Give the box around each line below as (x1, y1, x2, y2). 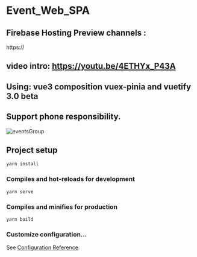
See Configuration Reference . (6, 244, 80, 251)
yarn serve (6, 188, 34, 195)
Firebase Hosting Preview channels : (6, 28, 146, 38)
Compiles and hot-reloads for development (6, 175, 136, 183)
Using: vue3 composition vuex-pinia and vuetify (6, 81, 192, 92)
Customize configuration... (6, 230, 87, 238)
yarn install (6, 161, 39, 167)
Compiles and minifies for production (6, 203, 117, 211)
